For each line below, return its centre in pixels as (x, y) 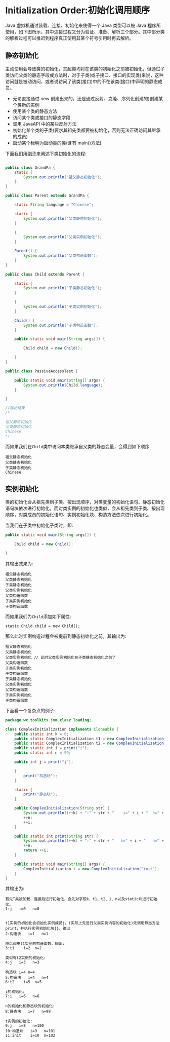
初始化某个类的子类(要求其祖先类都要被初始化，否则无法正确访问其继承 (87, 130)
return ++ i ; (36, 851)
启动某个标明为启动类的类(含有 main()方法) (57, 143)
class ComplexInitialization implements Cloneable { (62, 729)
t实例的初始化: (19, 1021)
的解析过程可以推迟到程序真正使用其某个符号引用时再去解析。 (70, 38)
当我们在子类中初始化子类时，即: (39, 525)
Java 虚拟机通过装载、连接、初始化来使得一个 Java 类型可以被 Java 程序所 (83, 25)
